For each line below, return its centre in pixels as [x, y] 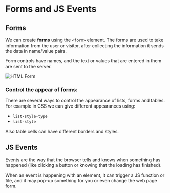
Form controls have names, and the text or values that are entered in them [83, 61]
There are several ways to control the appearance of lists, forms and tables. [85, 101]
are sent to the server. [29, 66]
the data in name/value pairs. [36, 51]
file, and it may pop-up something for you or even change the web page [81, 181]
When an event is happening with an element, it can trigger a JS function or [85, 175]
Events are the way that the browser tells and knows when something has [83, 160]
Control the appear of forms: [41, 89]
